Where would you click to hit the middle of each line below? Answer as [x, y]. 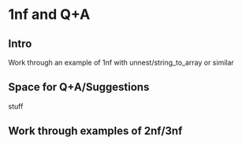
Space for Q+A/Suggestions [79, 87]
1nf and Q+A [49, 15]
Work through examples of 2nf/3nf [95, 131]
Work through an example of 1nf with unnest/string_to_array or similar [121, 62]
